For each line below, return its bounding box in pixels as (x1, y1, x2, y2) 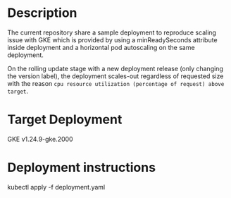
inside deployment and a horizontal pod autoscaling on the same (7, 43, 195, 51)
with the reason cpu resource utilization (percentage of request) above (7, 79, 225, 87)
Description (7, 5, 77, 21)
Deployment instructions (7, 160, 156, 175)
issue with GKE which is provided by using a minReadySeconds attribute (7, 35, 218, 44)
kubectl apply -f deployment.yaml (7, 182, 106, 191)
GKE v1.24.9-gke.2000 (7, 135, 73, 143)
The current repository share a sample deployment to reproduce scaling (7, 28, 217, 37)
